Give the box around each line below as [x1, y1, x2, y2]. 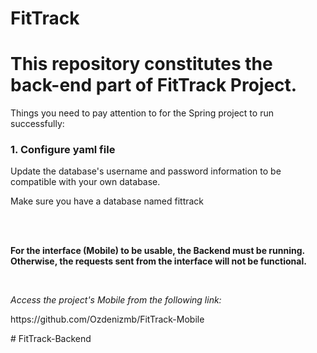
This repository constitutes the [10, 53, 273, 76]
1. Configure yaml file [10, 143, 116, 157]
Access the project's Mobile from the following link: [10, 294, 222, 306]
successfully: [10, 118, 65, 130]
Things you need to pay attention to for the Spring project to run [10, 107, 274, 119]
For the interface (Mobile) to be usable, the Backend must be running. [10, 245, 305, 257]
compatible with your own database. [10, 176, 161, 188]
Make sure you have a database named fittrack [10, 195, 205, 207]
